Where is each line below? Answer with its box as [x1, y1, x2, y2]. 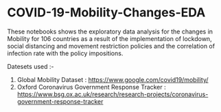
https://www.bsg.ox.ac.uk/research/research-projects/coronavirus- [16, 90, 209, 98]
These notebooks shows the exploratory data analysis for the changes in [7, 27, 213, 36]
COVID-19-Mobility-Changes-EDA [7, 5, 206, 20]
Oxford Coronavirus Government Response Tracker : [16, 83, 166, 91]
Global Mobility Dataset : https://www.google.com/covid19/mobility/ [16, 75, 209, 83]
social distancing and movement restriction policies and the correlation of [7, 42, 215, 50]
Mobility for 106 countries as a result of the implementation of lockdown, [7, 34, 212, 42]
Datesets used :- [7, 62, 54, 70]
